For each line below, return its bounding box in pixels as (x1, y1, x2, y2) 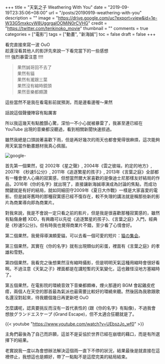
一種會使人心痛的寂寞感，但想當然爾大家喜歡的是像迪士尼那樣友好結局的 (9, 175, 156, 181)
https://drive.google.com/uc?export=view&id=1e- (58, 15, 158, 21)
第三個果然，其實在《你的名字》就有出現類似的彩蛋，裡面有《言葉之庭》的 (5, 243, 156, 249)
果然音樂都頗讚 (17, 89, 48, 95)
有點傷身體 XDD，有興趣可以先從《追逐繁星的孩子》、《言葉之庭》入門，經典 (5, 216, 158, 222)
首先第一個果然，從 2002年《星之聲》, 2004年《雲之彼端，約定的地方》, (5, 163, 152, 168)
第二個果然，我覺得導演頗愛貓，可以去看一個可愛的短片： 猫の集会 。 (5, 233, 143, 238)
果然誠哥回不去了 (17, 64, 52, 70)
